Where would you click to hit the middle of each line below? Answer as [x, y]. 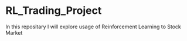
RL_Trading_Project [54, 11]
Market [14, 32]
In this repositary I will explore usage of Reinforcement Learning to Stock [93, 27]
